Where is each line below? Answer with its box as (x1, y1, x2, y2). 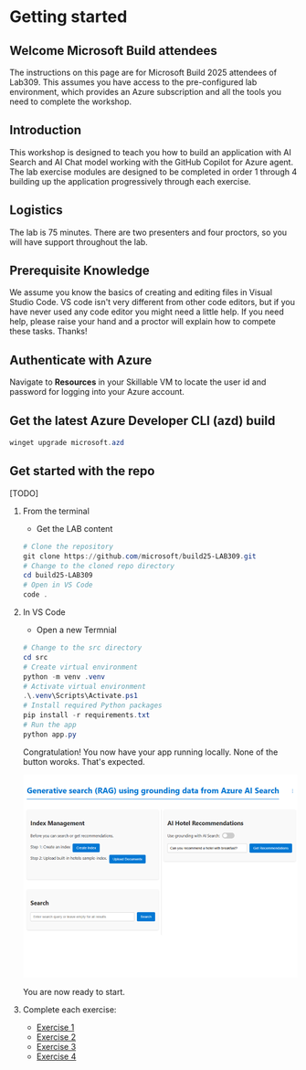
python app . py (22, 729, 77, 739)
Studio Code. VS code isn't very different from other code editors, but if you (9, 297, 295, 308)
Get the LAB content (36, 523, 113, 534)
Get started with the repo (9, 463, 155, 479)
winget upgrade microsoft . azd (9, 439, 125, 448)
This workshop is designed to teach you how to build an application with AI (9, 146, 292, 157)
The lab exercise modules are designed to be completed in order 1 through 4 (9, 166, 298, 177)
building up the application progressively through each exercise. (9, 175, 251, 186)
